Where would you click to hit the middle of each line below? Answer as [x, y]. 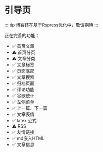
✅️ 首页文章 [23, 46]
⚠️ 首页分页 [24, 52]
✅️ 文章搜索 [23, 77]
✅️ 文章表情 [23, 114]
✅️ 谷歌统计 [23, 95]
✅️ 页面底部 [23, 71]
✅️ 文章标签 [23, 65]
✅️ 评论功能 [23, 89]
